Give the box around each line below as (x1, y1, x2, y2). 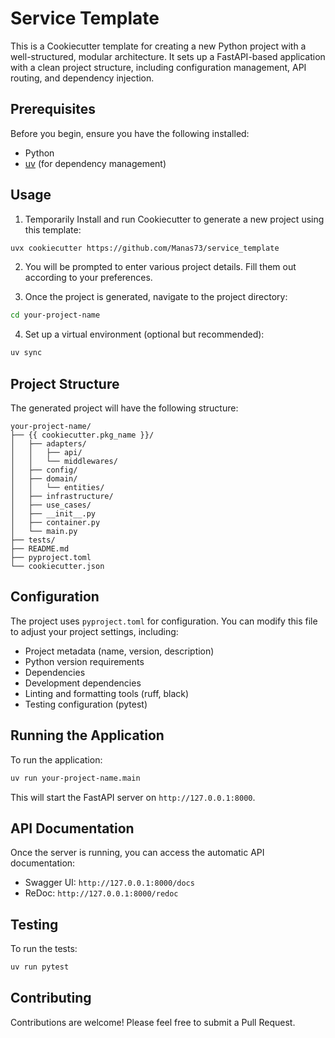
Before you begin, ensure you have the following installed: (10, 127, 250, 139)
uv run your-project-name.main (10, 773, 141, 783)
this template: (24, 223, 82, 236)
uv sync (10, 348, 43, 358)
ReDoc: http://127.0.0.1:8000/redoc (24, 887, 179, 899)
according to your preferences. (24, 272, 153, 284)
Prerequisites (10, 101, 96, 118)
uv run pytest (10, 962, 70, 972)
